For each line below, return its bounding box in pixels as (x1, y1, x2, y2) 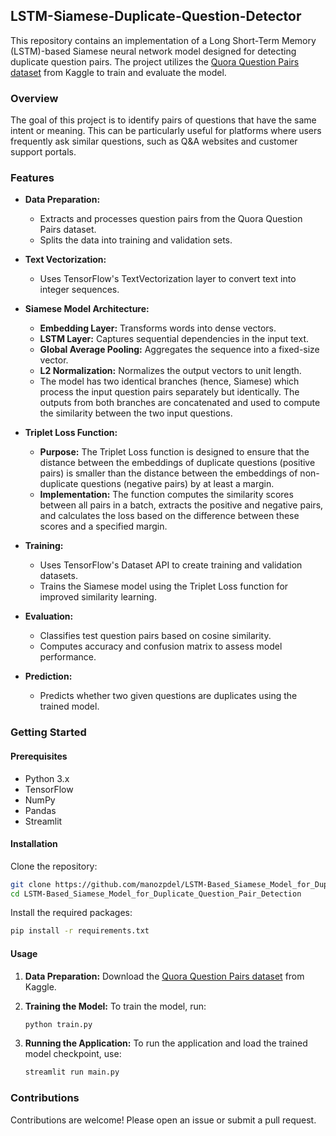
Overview (10, 91, 59, 105)
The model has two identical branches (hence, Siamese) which (39, 375, 300, 388)
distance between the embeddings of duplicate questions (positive (39, 457, 316, 469)
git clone (10, 879, 52, 889)
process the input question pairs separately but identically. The (39, 386, 300, 398)
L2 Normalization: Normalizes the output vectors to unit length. (39, 365, 302, 377)
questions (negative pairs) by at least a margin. (80, 478, 275, 490)
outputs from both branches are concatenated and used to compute (39, 397, 321, 409)
